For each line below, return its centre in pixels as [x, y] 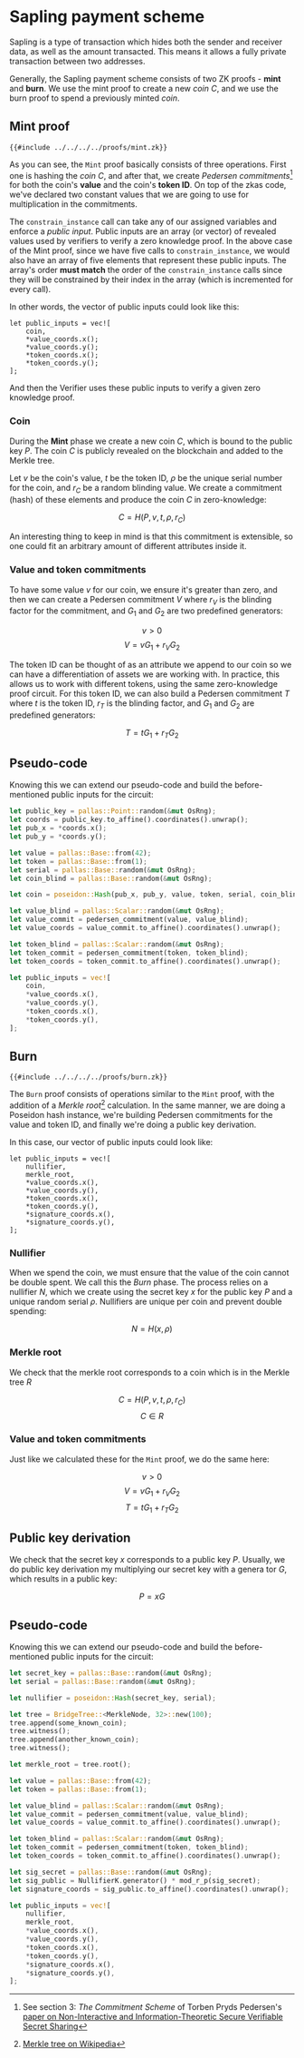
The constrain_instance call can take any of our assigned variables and [143, 222]
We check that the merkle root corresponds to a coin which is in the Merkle [150, 1372]
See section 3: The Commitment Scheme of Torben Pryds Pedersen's [152, 2007]
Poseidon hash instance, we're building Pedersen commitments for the [141, 1115]
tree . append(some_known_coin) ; [68, 1723]
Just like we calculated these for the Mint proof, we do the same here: [139, 1459]
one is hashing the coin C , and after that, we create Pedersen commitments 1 [151, 174]
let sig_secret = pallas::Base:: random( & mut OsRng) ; [111, 1872]
